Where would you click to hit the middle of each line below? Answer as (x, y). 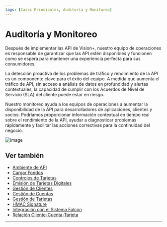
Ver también (25, 155)
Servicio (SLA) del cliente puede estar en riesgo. (55, 94)
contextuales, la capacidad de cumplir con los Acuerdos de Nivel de (75, 89)
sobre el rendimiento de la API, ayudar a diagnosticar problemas (71, 120)
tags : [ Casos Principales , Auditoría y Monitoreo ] (59, 10)
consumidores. (20, 64)
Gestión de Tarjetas (32, 199)
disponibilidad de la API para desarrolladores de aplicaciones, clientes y (79, 109)
